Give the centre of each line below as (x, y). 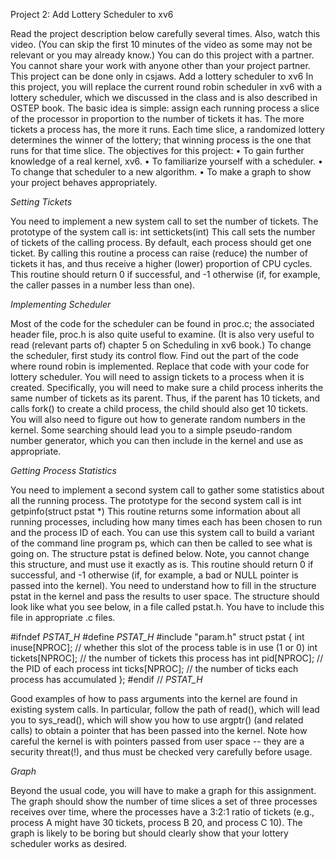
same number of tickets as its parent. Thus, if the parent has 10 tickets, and (165, 398)
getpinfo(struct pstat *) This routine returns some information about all (155, 511)
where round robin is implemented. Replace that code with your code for (160, 366)
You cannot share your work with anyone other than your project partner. (160, 65)
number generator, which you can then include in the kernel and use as (157, 440)
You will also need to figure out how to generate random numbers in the (158, 419)
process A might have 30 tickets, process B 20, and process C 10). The (156, 822)
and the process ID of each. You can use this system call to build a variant (162, 532)
